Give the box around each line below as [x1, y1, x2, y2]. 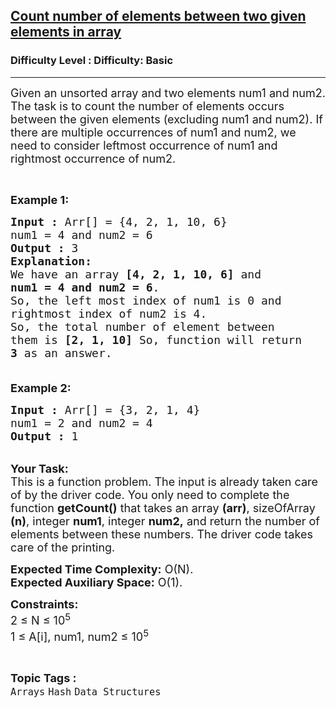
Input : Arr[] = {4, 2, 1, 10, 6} [10, 214, 228, 229]
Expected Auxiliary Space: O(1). [10, 575, 183, 589]
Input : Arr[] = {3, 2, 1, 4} [10, 402, 201, 417]
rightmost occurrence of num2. [10, 151, 177, 166]
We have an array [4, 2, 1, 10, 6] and [10, 267, 262, 281]
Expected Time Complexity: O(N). [10, 562, 194, 576]
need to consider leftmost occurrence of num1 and [10, 138, 278, 153]
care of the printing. [10, 540, 116, 554]
